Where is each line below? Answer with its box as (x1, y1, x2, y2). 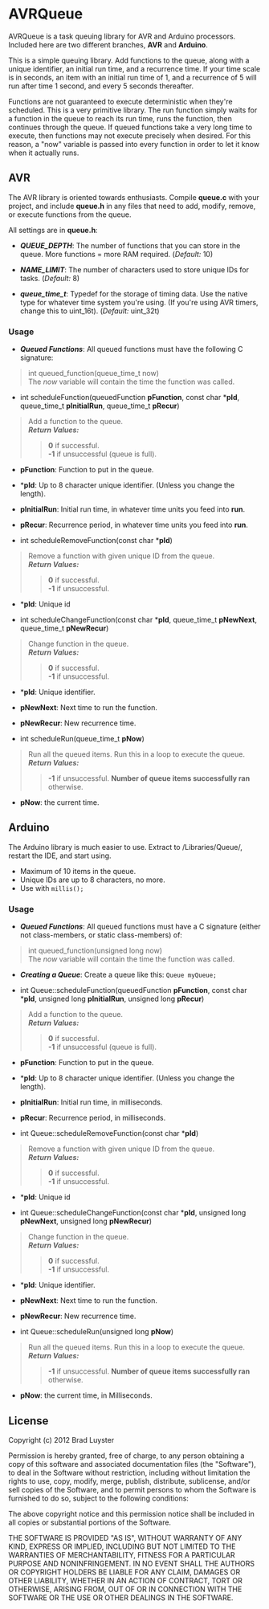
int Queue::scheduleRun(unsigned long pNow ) (19, 1327, 174, 1337)
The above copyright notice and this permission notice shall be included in (8, 1509, 255, 1518)
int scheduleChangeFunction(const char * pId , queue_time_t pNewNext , (19, 615, 257, 625)
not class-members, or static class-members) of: (19, 930, 183, 940)
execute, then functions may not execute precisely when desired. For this (8, 130, 251, 141)
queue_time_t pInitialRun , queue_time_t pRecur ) (19, 401, 180, 410)
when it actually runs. (8, 148, 79, 157)
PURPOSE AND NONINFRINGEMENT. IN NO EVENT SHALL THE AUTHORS (8, 1558, 255, 1568)
